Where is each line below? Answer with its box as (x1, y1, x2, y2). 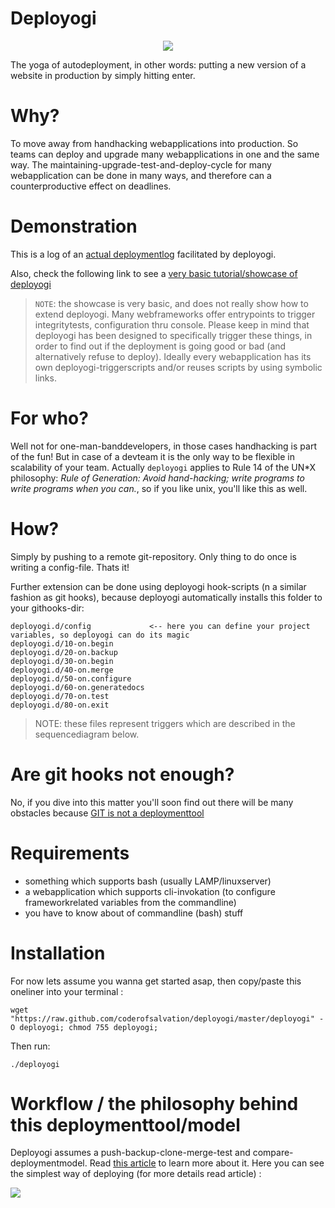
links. (34, 372, 57, 384)
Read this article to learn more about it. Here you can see (89, 1157, 325, 1169)
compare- (252, 1147, 294, 1159)
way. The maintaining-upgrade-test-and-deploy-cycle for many (10, 158, 272, 171)
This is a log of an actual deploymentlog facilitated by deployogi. (10, 248, 277, 260)
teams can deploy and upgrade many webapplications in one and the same (10, 148, 320, 160)
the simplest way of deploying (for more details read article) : (10, 1168, 262, 1180)
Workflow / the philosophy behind (10, 1092, 299, 1115)
